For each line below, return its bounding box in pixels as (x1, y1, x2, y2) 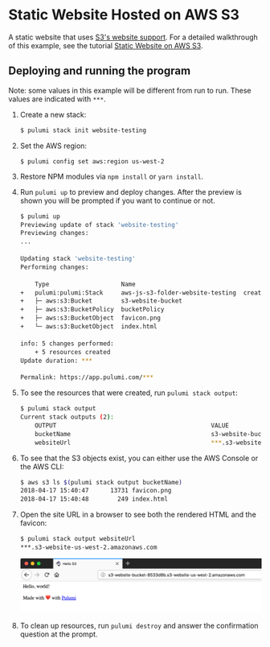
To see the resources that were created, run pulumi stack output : (19, 388, 239, 398)
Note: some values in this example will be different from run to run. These (8, 85, 252, 95)
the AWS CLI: (19, 461, 64, 472)
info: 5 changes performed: (19, 340, 114, 348)
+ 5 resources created (35, 348, 111, 356)
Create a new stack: (19, 109, 87, 119)
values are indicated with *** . (8, 94, 106, 104)
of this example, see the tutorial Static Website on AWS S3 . (8, 40, 203, 50)
